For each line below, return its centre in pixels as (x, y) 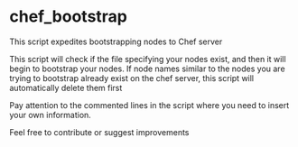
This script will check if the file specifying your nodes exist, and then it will (148, 59)
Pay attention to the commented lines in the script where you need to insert (149, 105)
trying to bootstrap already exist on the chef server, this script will (132, 78)
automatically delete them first (66, 87)
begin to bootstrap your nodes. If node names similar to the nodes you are (148, 69)
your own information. (51, 115)
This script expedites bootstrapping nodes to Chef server (116, 41)
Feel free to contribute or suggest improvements (99, 132)
